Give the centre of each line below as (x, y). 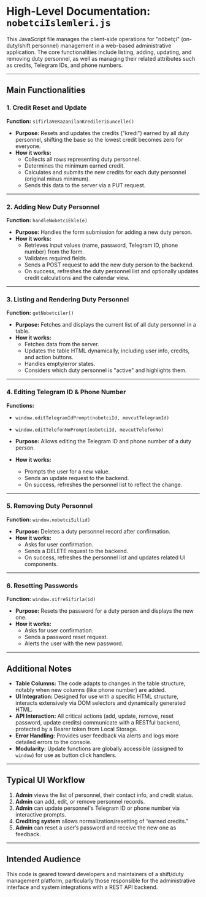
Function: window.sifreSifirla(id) (51, 599)
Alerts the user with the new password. (74, 643)
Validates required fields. (56, 258)
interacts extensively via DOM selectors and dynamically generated (100, 703)
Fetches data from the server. (62, 344)
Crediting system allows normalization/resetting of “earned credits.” (102, 821)
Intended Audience (44, 859)
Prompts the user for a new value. (67, 472)
